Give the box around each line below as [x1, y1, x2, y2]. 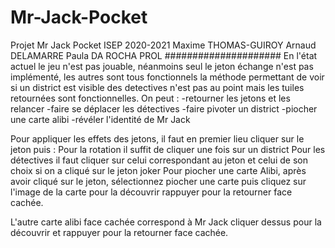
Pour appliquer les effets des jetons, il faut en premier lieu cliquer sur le [10, 132, 305, 145]
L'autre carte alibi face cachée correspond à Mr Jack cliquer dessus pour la [10, 216, 322, 228]
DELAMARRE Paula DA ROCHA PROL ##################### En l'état [10, 49, 318, 61]
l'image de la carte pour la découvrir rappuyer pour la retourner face [10, 186, 293, 198]
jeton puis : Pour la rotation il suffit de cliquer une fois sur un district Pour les [10, 143, 326, 155]
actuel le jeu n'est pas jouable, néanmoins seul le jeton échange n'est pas [10, 60, 314, 72]
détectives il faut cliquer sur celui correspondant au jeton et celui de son [10, 154, 308, 166]
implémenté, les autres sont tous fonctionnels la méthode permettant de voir [10, 71, 325, 83]
